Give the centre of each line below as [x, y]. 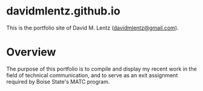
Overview [31, 52]
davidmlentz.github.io [63, 11]
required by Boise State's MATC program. [58, 81]
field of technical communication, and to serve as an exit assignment [92, 75]
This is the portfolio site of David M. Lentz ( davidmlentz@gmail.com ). [92, 28]
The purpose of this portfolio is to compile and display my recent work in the [101, 69]
